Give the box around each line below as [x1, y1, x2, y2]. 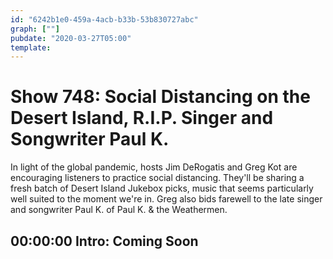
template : [10, 42, 52, 53]
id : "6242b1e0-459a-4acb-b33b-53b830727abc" [10, 14, 199, 25]
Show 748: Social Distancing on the [10, 86, 311, 108]
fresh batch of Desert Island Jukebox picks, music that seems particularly [10, 182, 314, 195]
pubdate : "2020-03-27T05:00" [10, 33, 132, 43]
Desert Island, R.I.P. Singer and [10, 107, 274, 130]
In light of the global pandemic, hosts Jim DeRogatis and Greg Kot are [10, 161, 298, 173]
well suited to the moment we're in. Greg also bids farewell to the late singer [10, 193, 323, 205]
